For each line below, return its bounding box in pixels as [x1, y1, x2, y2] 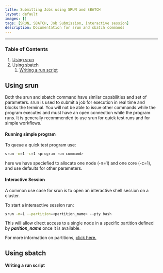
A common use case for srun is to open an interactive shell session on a [5, 187, 149, 193]
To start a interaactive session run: [5, 202, 74, 208]
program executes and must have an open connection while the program [5, 110, 150, 116]
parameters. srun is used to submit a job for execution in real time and [5, 99, 145, 105]
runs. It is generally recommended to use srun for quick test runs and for [5, 115, 150, 121]
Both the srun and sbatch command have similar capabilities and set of [5, 94, 147, 100]
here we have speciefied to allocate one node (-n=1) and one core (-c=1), [5, 160, 152, 166]
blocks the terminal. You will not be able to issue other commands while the [5, 105, 156, 110]
